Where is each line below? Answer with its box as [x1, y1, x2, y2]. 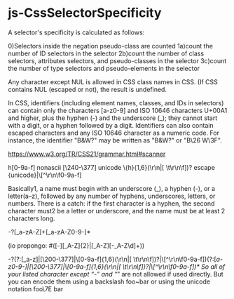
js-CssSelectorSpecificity [8, 5, 162, 21]
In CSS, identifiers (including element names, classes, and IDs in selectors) [8, 98, 224, 107]
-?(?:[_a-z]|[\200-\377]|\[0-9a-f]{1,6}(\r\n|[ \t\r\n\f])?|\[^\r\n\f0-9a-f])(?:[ [8, 255, 216, 263]
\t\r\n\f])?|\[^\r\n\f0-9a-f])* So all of [122, 262, 226, 271]
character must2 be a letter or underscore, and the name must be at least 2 [8, 206, 226, 215]
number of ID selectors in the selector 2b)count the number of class [8, 49, 205, 58]
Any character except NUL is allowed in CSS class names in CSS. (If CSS [8, 77, 218, 86]
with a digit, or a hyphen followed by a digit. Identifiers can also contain [8, 121, 214, 129]
